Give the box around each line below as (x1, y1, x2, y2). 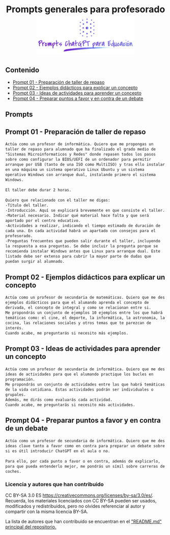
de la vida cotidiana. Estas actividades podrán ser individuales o (5, 387, 154, 392)
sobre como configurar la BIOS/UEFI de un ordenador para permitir (5, 157, 152, 162)
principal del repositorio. (5, 524, 57, 530)
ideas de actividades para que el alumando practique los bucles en (5, 371, 154, 377)
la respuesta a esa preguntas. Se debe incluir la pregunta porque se (5, 244, 158, 249)
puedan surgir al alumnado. (5, 259, 65, 264)
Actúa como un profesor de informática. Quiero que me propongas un (5, 142, 154, 147)
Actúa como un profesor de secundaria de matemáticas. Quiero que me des (5, 295, 165, 300)
